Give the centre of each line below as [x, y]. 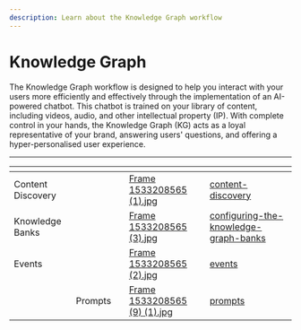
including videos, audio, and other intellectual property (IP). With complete [146, 115]
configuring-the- [246, 215]
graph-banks [237, 238]
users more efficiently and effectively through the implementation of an [141, 96]
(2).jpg [143, 274]
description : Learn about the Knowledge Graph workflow [116, 17]
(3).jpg [143, 238]
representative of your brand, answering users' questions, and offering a [143, 135]
